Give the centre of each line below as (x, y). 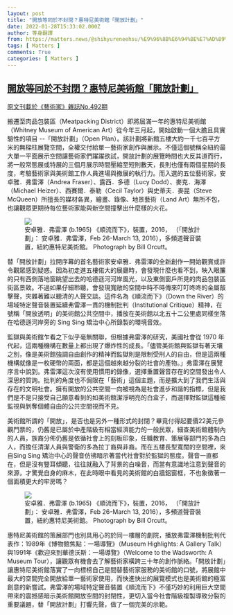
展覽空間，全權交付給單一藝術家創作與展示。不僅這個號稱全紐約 (128, 147)
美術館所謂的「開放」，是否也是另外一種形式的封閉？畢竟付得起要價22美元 (113, 420)
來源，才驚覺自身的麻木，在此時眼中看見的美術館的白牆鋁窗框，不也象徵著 (113, 472)
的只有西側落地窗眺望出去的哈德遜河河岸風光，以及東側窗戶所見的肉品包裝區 (116, 278)
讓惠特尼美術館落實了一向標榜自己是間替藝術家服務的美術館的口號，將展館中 (116, 569)
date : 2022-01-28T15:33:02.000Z (54, 26)
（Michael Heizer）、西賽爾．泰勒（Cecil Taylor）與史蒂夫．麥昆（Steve (110, 190)
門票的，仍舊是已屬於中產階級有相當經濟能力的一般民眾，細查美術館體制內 (119, 429)
